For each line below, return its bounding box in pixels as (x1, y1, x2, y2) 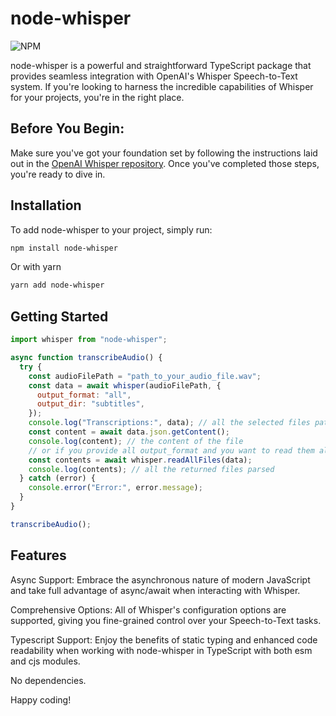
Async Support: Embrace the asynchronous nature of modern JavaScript (10, 573, 311, 586)
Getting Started (10, 308, 109, 325)
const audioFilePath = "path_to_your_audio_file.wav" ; (28, 371, 262, 381)
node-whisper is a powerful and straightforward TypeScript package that (10, 59, 312, 71)
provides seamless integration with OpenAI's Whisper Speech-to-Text (10, 70, 298, 82)
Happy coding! (10, 693, 72, 706)
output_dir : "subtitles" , (36, 399, 145, 409)
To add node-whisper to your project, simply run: (10, 223, 213, 236)
